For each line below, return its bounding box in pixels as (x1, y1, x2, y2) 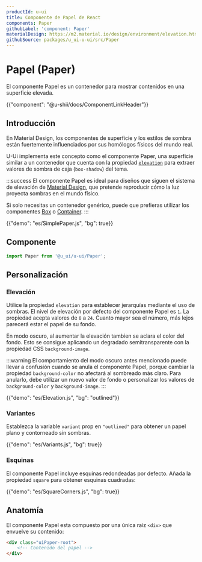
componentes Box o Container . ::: (6, 207, 89, 215)
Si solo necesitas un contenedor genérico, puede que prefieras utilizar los (6, 201, 189, 209)
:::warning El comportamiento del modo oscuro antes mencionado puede (6, 357, 187, 364)
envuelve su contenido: (6, 528, 64, 535)
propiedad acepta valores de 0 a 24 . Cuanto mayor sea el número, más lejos (6, 314, 194, 321)
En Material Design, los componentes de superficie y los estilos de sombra (6, 134, 191, 142)
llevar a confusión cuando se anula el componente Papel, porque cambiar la (6, 363, 195, 371)
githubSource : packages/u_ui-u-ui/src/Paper (6, 37, 120, 43)
